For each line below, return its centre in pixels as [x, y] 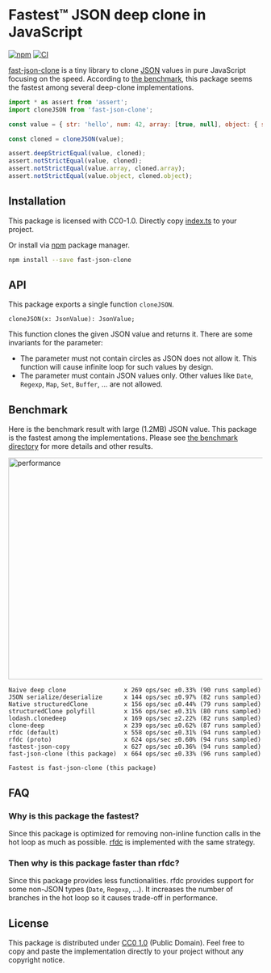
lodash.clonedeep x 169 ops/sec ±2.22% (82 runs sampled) [135, 719]
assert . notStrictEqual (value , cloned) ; [75, 161]
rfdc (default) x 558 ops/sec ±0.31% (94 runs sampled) [135, 733]
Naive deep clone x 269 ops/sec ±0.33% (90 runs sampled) [135, 690]
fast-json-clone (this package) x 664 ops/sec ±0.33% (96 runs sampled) [135, 754]
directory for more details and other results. [81, 446]
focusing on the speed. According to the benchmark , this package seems [130, 78]
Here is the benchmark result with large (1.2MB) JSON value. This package [133, 429]
